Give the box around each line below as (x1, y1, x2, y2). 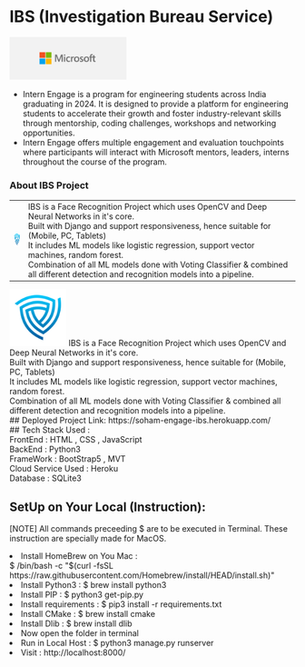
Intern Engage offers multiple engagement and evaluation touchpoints (22, 136, 284, 147)
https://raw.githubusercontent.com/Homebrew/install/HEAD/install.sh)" (9, 570, 275, 581)
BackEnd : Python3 (9, 443, 82, 455)
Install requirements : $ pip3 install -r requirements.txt (21, 599, 222, 610)
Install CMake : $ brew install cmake (21, 609, 156, 620)
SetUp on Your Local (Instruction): (9, 499, 206, 514)
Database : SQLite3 (9, 473, 82, 483)
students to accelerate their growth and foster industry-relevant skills (22, 107, 281, 119)
